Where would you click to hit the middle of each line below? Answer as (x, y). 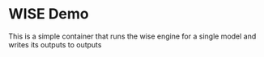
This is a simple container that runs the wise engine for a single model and (132, 36)
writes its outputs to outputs (55, 44)
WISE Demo (49, 14)
